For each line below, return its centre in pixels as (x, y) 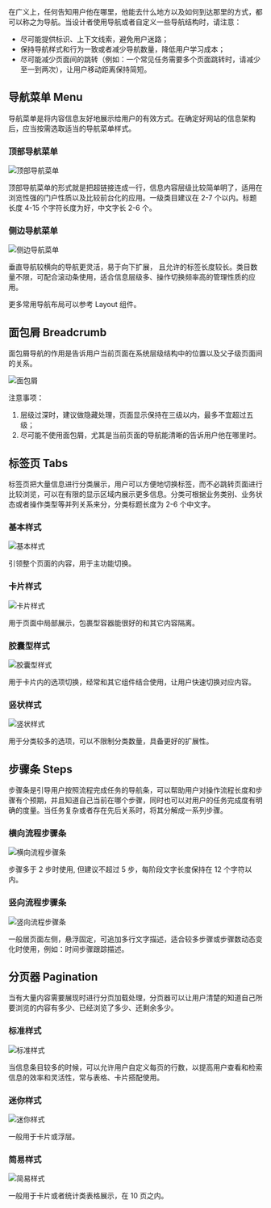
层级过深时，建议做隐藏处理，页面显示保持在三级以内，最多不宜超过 (133, 415)
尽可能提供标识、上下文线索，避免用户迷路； (94, 39)
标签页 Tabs (38, 463)
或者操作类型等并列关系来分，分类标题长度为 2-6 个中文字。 (115, 504)
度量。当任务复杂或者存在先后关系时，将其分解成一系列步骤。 (125, 810)
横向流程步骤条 (38, 833)
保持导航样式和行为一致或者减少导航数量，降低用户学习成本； (123, 49)
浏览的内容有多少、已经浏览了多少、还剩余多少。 (96, 1008)
